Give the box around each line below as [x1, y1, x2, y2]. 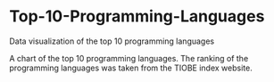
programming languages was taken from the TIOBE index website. [9, 62, 253, 73]
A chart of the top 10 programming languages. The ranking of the [9, 53, 249, 63]
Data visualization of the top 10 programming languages [9, 36, 215, 46]
